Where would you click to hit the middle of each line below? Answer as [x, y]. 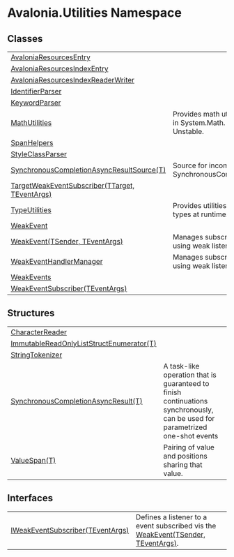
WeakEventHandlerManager [57, 261]
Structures [31, 313]
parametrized [185, 427]
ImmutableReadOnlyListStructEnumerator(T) [84, 343]
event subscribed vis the [176, 526]
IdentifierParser [36, 91]
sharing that [183, 464]
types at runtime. [201, 214]
